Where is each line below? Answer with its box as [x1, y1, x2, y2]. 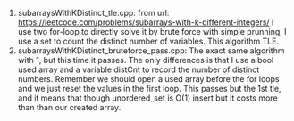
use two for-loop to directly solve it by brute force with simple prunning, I [17, 27, 287, 36]
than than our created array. [17, 102, 122, 112]
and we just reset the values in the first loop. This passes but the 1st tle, [17, 84, 281, 93]
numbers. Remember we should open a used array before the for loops [17, 74, 280, 84]
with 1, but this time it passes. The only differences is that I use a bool [17, 55, 274, 65]
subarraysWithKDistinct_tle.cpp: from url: [17, 8, 170, 18]
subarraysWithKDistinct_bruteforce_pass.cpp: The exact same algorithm [17, 45, 285, 56]
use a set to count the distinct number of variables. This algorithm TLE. [17, 36, 280, 46]
